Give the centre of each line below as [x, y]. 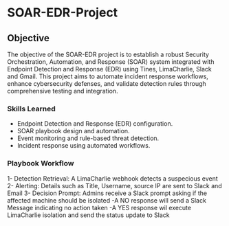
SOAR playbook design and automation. [73, 131]
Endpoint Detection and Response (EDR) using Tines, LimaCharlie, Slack [109, 69]
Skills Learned [32, 109]
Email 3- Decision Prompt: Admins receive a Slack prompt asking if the [107, 193]
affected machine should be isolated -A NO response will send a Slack [107, 200]
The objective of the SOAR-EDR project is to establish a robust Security [108, 54]
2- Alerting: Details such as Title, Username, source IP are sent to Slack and [115, 185]
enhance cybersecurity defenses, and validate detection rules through [107, 83]
